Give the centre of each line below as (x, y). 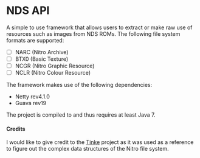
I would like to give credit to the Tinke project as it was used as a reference (100, 142)
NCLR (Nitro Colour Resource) (53, 73)
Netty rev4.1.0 (33, 97)
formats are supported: (35, 40)
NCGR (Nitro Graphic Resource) (55, 66)
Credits (16, 129)
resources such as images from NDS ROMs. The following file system (93, 33)
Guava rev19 (31, 103)
